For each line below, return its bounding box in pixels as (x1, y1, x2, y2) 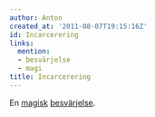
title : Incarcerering (9, 73, 92, 82)
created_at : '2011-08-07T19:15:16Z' (9, 22, 148, 31)
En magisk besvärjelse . (9, 97, 96, 108)
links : (9, 38, 34, 48)
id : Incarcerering (9, 30, 79, 39)
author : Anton (9, 13, 63, 23)
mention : (17, 47, 51, 56)
